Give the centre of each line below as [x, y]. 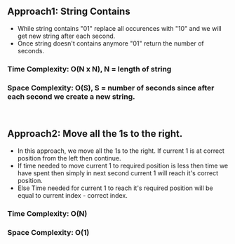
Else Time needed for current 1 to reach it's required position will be [115, 188]
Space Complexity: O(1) [48, 232]
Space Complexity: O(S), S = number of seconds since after [111, 88]
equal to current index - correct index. [72, 195]
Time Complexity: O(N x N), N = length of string [89, 69]
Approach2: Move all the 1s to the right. [95, 134]
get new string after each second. [66, 36]
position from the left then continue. [69, 158]
